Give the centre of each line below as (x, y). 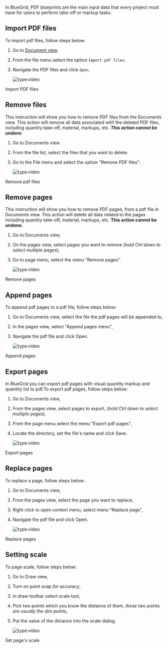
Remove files (26, 105)
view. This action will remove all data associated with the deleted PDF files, (82, 122)
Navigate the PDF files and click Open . (51, 69)
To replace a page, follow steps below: (45, 480)
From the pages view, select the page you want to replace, (73, 500)
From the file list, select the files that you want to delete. (70, 152)
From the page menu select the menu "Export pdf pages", (72, 424)
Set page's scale (23, 640)
